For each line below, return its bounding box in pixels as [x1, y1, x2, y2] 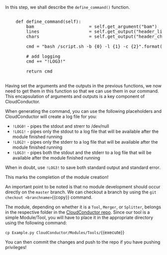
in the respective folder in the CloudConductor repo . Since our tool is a [5, 209, 150, 215]
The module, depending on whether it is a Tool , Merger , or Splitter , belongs [5, 204, 162, 210]
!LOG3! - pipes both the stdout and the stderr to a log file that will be [12, 150, 152, 156]
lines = [26, 29, 92, 34]
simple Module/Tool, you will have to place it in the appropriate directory [5, 215, 153, 220]
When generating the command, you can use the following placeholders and [5, 108, 162, 114]
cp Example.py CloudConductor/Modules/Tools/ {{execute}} [5, 230, 125, 235]
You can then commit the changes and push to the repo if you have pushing [5, 239, 161, 245]
